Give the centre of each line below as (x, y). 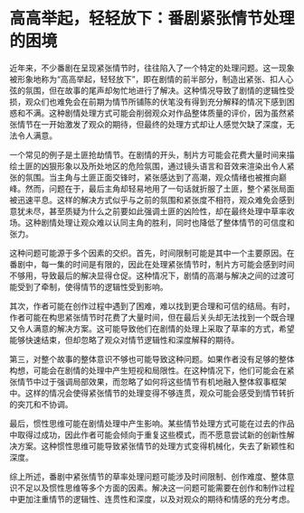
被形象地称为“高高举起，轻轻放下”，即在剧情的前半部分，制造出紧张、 (140, 79)
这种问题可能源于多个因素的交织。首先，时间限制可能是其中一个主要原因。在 (152, 253)
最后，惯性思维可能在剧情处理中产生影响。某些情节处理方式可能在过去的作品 (152, 423)
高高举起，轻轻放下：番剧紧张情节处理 (152, 19)
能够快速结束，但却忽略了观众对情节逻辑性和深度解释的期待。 (124, 340)
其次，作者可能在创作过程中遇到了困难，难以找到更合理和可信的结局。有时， (152, 306)
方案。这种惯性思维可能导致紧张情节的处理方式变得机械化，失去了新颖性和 (156, 446)
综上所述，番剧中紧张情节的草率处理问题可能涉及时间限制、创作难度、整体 (148, 476)
